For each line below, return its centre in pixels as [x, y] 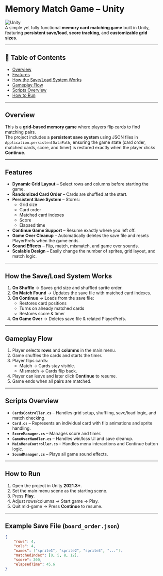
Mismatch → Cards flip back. [48, 371]
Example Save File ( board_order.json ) [62, 526]
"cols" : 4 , [25, 546]
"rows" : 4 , [25, 542]
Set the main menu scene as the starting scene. [60, 491]
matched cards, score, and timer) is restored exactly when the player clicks [80, 147]
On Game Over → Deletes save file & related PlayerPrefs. [69, 319]
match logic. [24, 256]
